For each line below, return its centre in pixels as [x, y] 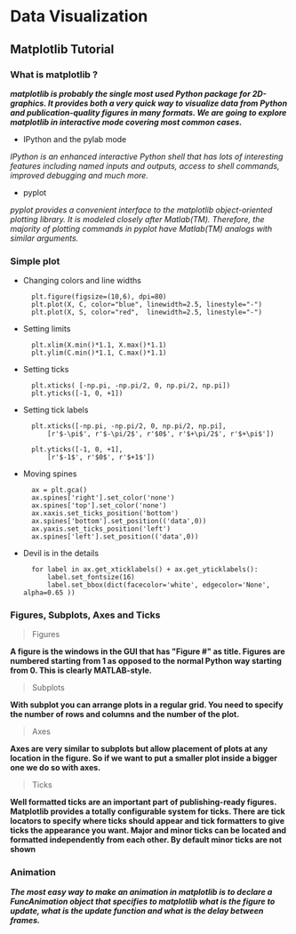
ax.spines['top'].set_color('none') [99, 506]
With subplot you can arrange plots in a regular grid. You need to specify [147, 705]
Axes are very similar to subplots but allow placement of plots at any [139, 749]
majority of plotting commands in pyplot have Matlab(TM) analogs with [141, 228]
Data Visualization [79, 16]
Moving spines [50, 474]
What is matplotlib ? [54, 75]
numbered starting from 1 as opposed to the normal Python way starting [146, 661]
